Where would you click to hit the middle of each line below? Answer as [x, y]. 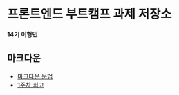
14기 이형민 [22, 34]
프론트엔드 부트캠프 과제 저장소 [89, 14]
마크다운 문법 [35, 76]
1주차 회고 [30, 85]
